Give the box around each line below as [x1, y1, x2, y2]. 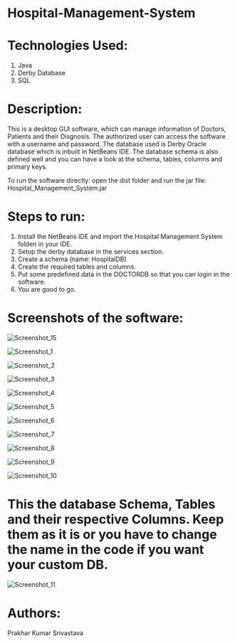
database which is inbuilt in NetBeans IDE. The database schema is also [7, 147, 218, 156]
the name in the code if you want [7, 542, 204, 558]
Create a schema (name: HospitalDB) [17, 255, 127, 263]
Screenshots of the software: [7, 310, 184, 326]
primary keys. [7, 162, 48, 171]
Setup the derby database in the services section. [17, 248, 164, 255]
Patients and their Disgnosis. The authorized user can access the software [7, 132, 226, 141]
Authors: [7, 605, 61, 622]
